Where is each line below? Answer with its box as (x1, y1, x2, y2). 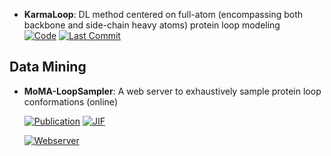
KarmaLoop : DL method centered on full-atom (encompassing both (23, 9, 304, 20)
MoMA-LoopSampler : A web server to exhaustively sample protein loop (23, 85, 322, 97)
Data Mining (9, 59, 87, 76)
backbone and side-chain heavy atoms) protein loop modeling (23, 19, 281, 31)
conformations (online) (23, 95, 118, 108)
